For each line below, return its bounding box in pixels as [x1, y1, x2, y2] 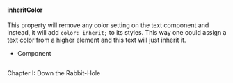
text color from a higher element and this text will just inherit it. [7, 36, 186, 45]
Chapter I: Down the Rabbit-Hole [7, 69, 101, 77]
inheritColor [7, 6, 43, 14]
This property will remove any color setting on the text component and [7, 21, 209, 29]
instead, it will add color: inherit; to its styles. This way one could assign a [7, 29, 227, 37]
